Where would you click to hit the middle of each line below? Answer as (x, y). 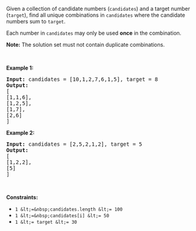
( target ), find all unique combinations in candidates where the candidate (96, 15)
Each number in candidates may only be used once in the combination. (94, 33)
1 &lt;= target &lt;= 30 (46, 222)
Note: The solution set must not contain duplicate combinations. (85, 45)
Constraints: (22, 197)
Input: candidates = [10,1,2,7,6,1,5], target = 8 (82, 79)
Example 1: (20, 68)
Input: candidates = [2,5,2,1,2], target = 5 (74, 144)
